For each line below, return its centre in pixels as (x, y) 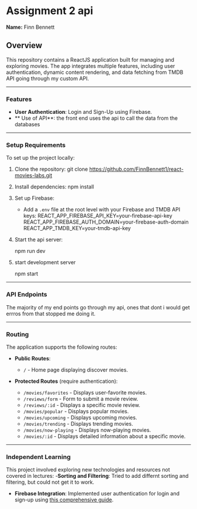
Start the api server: (39, 240)
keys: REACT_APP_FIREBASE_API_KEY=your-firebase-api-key (98, 216)
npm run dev (30, 251)
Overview (24, 45)
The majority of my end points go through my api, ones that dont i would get (98, 307)
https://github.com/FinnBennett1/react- (136, 169)
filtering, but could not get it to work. (50, 482)
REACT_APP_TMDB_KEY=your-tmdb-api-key (77, 228)
